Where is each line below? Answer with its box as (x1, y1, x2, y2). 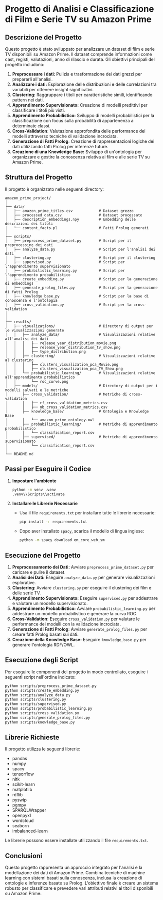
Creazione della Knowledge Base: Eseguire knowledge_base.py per (12, 636, 147, 642)
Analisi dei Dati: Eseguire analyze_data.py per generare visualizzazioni (12, 574, 155, 580)
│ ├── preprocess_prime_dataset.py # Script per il (5, 238, 132, 243)
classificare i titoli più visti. (12, 107, 65, 113)
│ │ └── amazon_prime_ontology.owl (5, 417, 95, 422)
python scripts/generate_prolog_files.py (5, 715, 91, 720)
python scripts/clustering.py (5, 697, 67, 702)
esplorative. (12, 579, 36, 586)
